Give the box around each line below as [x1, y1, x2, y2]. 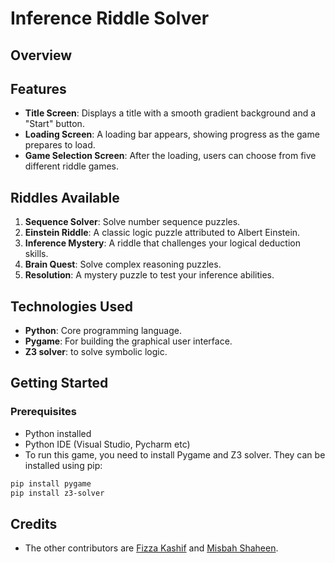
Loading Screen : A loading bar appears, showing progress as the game [24, 128, 320, 141]
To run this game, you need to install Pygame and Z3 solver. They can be [24, 448, 326, 461]
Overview [10, 47, 73, 64]
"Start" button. [24, 118, 85, 130]
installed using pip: [24, 459, 103, 471]
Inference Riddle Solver [10, 7, 210, 30]
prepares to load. [24, 139, 96, 151]
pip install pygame [10, 478, 92, 489]
